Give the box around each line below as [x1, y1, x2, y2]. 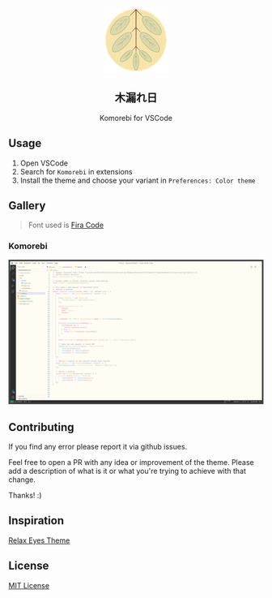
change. [8, 475, 36, 484]
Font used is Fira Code [28, 220, 104, 230]
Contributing [8, 420, 74, 434]
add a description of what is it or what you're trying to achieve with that [8, 467, 247, 476]
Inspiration [8, 514, 65, 527]
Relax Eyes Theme [8, 536, 70, 545]
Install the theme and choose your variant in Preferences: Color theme [19, 175, 256, 185]
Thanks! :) [8, 491, 42, 501]
